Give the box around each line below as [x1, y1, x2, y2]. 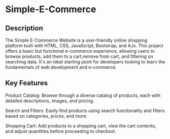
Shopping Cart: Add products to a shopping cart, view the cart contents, [5, 123, 156, 129]
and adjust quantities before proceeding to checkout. [5, 128, 117, 134]
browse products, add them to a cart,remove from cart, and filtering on [5, 53, 153, 59]
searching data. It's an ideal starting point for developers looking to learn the [5, 59, 165, 64]
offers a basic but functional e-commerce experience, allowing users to [5, 48, 155, 54]
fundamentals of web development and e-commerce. [5, 64, 117, 70]
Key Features [5, 79, 48, 87]
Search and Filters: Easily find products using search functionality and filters [5, 108, 165, 114]
